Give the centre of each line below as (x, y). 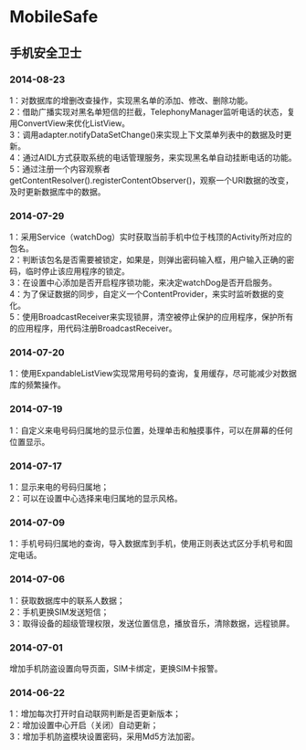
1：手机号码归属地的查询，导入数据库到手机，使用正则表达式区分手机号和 (147, 544)
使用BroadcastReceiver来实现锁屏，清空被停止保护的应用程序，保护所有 (158, 317)
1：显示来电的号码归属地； (59, 487)
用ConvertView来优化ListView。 (70, 123)
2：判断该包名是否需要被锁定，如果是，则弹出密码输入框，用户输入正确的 (148, 260)
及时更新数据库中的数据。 (58, 191)
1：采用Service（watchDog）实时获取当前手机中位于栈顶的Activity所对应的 (151, 237)
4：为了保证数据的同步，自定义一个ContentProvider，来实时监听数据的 (143, 294)
